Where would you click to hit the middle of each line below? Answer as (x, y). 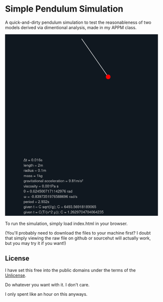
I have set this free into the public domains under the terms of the (70, 270)
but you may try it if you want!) (36, 243)
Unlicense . (16, 275)
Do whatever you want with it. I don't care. (47, 285)
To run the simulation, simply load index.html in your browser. (66, 223)
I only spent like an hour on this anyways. (46, 294)
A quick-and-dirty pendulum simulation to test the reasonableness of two (78, 22)
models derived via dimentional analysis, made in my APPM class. (71, 27)
